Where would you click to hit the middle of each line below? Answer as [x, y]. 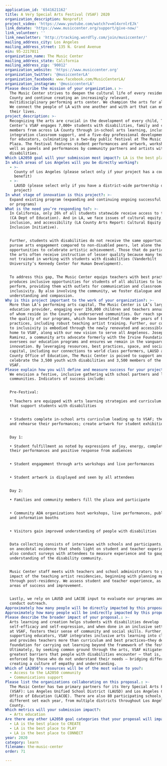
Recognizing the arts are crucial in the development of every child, [84, 121]
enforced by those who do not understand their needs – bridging [79, 659]
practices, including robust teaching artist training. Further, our [83, 323]
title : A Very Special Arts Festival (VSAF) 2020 [58, 14]
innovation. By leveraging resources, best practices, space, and [80, 346]
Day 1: [16, 437]
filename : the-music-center [34, 747]
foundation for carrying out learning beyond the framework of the [81, 645]
